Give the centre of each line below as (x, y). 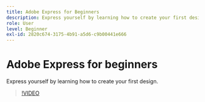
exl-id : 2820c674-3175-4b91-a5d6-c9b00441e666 (67, 35)
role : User (20, 23)
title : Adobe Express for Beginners (53, 12)
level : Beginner (27, 29)
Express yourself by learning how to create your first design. (82, 81)
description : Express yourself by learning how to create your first (97, 18)
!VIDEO (30, 93)
